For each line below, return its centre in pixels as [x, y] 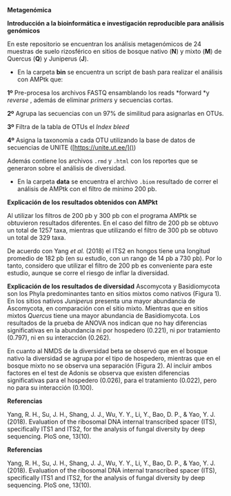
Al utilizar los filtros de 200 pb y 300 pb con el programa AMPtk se [102, 216]
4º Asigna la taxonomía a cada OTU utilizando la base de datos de [101, 140]
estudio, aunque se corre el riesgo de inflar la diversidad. [88, 273]
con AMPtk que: [40, 79]
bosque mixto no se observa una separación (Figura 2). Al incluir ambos [110, 366]
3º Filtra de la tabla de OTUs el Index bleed [68, 127]
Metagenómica [29, 10]
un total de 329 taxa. [37, 238]
